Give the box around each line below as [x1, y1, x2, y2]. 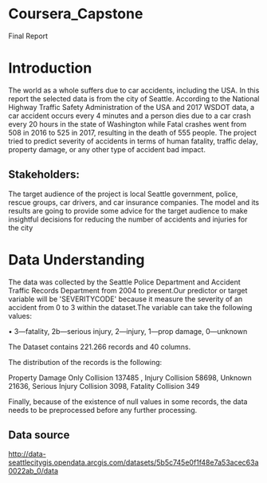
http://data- [8, 450, 46, 459]
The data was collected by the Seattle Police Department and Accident [8, 277, 241, 287]
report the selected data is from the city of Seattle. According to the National [8, 93, 260, 104]
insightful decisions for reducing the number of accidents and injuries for [8, 214, 248, 224]
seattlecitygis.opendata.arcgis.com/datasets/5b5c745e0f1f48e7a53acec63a [8, 457, 259, 467]
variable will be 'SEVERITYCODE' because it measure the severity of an [8, 294, 243, 304]
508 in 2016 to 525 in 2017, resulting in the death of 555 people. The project [8, 128, 257, 137]
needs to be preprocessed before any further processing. [8, 405, 198, 414]
